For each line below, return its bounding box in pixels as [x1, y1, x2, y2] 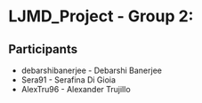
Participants [8, 42, 77, 57]
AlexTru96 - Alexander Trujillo [20, 84, 131, 94]
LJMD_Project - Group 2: [8, 6, 194, 27]
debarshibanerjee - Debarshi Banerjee [20, 65, 162, 75]
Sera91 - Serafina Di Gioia [20, 75, 117, 85]
